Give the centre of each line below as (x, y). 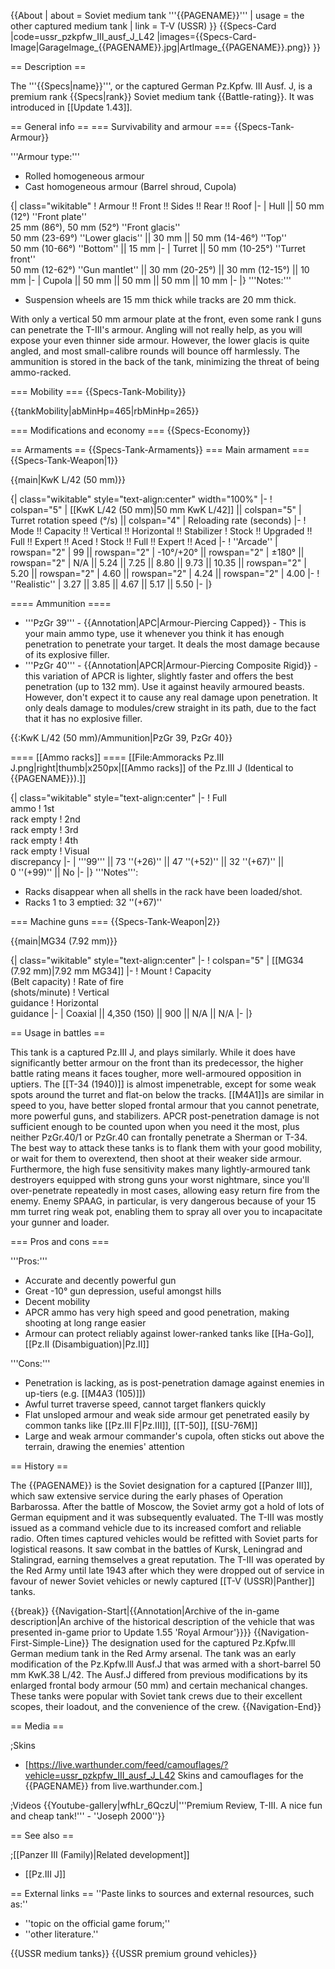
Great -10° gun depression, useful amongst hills (123, 1291)
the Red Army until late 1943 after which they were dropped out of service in (167, 1570)
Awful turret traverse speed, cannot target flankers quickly (145, 1404)
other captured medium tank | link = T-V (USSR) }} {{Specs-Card (143, 26)
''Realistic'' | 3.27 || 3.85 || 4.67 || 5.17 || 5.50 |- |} (111, 584)
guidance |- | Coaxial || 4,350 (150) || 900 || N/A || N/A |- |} (131, 1013)
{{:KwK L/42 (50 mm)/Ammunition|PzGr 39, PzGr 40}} (121, 738)
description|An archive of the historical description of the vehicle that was (162, 1621)
